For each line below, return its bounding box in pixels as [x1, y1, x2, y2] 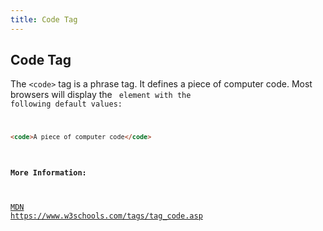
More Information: [10, 167, 87, 178]
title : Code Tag [10, 14, 78, 25]
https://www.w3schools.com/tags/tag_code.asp [10, 211, 203, 221]
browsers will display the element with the [10, 89, 192, 101]
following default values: [10, 99, 123, 110]
